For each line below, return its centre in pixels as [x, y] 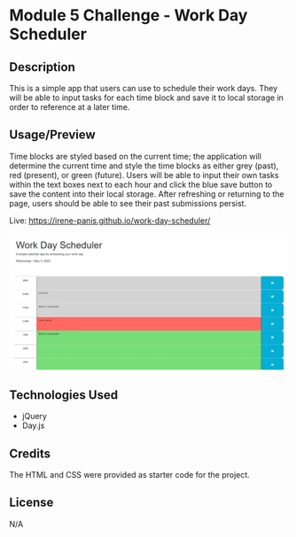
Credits [30, 453]
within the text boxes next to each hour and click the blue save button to [141, 184]
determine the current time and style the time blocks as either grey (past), [144, 166]
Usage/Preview [52, 135]
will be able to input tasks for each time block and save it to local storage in [146, 97]
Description [42, 67]
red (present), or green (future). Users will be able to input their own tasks [144, 175]
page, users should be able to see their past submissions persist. [128, 203]
